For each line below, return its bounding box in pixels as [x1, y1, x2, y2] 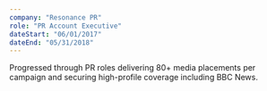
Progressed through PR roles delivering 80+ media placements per [9, 62, 256, 73]
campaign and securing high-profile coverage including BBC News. [9, 72, 258, 83]
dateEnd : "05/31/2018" [9, 37, 94, 47]
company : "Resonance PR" [9, 12, 102, 22]
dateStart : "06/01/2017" [9, 29, 102, 38]
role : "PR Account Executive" [9, 21, 123, 30]
